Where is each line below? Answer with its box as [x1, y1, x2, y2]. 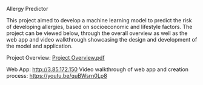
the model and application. [6, 42, 73, 49]
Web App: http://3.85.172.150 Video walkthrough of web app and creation [6, 66, 189, 73]
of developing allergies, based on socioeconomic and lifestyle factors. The [6, 24, 193, 30]
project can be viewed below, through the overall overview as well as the [6, 30, 188, 37]
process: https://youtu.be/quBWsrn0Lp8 [6, 72, 107, 79]
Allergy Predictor [6, 5, 48, 12]
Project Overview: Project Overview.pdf [6, 54, 105, 61]
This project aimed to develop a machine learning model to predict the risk [6, 17, 192, 24]
